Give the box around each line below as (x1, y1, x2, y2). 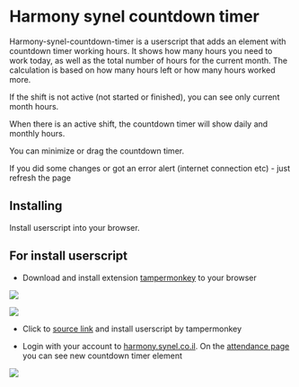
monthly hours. (9, 128, 66, 138)
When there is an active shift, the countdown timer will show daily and (9, 119, 268, 129)
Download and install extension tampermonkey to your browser (22, 272, 258, 283)
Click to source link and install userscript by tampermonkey (22, 323, 242, 334)
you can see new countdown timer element (22, 350, 182, 361)
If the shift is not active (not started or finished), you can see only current (9, 92, 280, 102)
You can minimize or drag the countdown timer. (9, 145, 185, 156)
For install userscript (9, 249, 128, 264)
